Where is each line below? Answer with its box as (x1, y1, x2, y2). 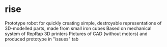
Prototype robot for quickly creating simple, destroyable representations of (5, 20, 162, 26)
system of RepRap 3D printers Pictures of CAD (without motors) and (5, 30, 148, 36)
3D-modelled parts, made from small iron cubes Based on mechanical (5, 25, 152, 31)
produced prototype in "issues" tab (5, 36, 79, 42)
